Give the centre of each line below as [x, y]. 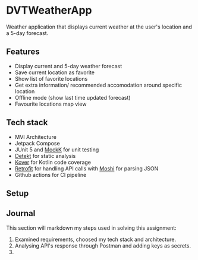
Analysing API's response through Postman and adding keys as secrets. [103, 245]
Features [23, 52]
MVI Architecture [35, 137]
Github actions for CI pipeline [51, 175]
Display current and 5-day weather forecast [68, 66]
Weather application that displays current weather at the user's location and [99, 27]
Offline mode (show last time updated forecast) [73, 97]
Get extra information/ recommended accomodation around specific [98, 85]
